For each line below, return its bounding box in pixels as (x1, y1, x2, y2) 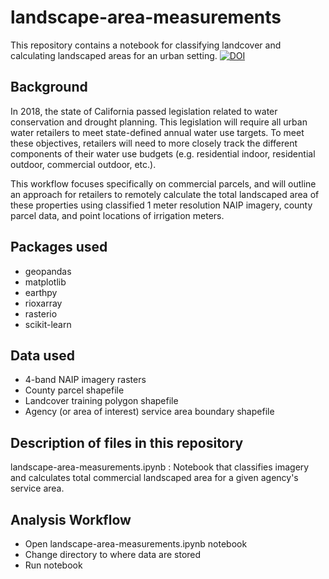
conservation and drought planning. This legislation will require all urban (10, 116, 308, 128)
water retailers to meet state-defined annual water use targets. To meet (10, 126, 305, 138)
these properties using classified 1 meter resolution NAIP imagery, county (10, 199, 313, 211)
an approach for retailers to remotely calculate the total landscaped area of (10, 188, 320, 200)
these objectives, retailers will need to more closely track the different (10, 137, 298, 149)
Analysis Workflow (10, 511, 132, 528)
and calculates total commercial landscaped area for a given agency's (10, 472, 299, 484)
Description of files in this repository (10, 434, 244, 451)
